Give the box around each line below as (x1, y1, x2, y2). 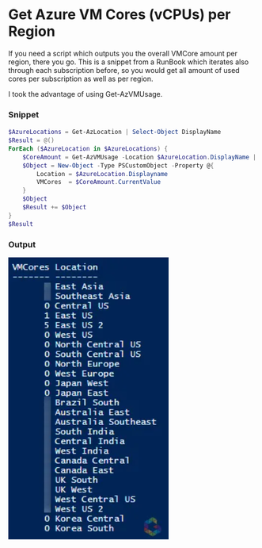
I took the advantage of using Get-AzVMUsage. (8, 89, 163, 98)
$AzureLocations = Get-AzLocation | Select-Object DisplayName (8, 128, 222, 136)
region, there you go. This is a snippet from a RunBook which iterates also (8, 57, 249, 67)
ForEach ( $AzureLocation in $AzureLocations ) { (8, 144, 169, 152)
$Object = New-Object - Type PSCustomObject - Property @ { (22, 161, 215, 170)
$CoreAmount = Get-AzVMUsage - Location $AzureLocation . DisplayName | (22, 153, 257, 161)
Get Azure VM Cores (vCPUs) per (8, 6, 231, 24)
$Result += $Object (22, 204, 87, 212)
